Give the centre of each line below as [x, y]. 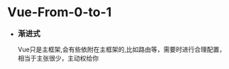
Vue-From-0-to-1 [60, 12]
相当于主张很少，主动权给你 [58, 58]
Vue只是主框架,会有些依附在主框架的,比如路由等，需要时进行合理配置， [121, 49]
